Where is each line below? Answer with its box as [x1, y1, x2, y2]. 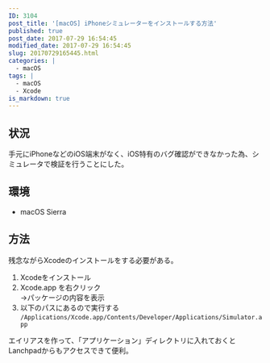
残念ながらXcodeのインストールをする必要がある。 [8, 255, 178, 265]
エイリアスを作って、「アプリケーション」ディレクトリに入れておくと [8, 336, 236, 345]
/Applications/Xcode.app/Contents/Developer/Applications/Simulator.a [19, 313, 263, 321]
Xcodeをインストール [19, 272, 91, 282]
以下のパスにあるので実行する [19, 302, 119, 312]
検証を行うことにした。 [50, 159, 129, 169]
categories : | [8, 57, 56, 65]
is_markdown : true [8, 94, 70, 102]
